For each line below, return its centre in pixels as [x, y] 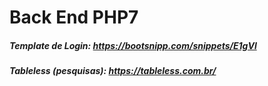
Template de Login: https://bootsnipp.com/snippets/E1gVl [133, 45]
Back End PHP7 [74, 17]
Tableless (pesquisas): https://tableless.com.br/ [113, 71]
